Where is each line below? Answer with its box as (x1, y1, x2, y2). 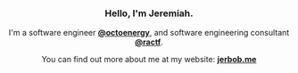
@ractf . (134, 36, 164, 47)
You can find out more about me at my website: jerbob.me (41, 54, 257, 65)
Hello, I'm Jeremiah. (104, 7, 194, 20)
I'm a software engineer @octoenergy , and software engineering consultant (8, 28, 290, 38)
